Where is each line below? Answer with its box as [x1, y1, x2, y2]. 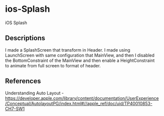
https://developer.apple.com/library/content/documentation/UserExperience [5, 95, 159, 101]
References [5, 77, 41, 86]
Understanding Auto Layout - [5, 90, 64, 96]
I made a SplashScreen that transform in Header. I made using [5, 47, 131, 53]
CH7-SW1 [5, 106, 25, 112]
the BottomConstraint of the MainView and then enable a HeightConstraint [5, 58, 155, 63]
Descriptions [5, 34, 46, 42]
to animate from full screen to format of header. [5, 62, 101, 68]
